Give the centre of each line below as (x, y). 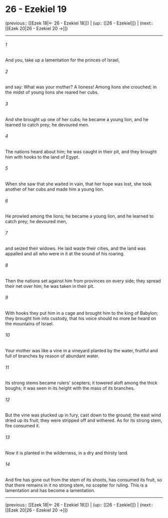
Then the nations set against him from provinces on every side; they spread (83, 281)
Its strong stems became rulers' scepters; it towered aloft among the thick (81, 383)
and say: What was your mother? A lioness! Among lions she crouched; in (81, 87)
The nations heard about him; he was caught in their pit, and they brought (81, 152)
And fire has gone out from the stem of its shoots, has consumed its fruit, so (84, 479)
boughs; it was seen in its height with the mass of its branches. (70, 388)
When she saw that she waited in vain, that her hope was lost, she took (78, 184)
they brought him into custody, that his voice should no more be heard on (81, 318)
